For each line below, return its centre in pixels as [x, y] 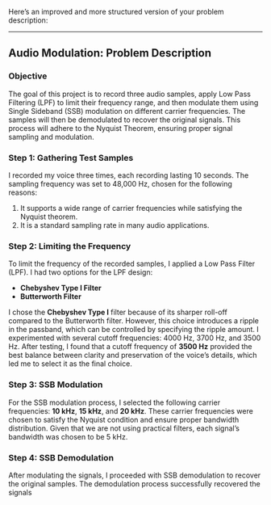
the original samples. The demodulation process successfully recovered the [134, 483]
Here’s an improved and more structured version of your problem [116, 12]
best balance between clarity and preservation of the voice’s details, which [133, 356]
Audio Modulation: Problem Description [110, 53]
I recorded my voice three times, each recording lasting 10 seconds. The [129, 175]
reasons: [23, 192]
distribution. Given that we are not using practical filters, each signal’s [124, 428]
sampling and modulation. [51, 137]
